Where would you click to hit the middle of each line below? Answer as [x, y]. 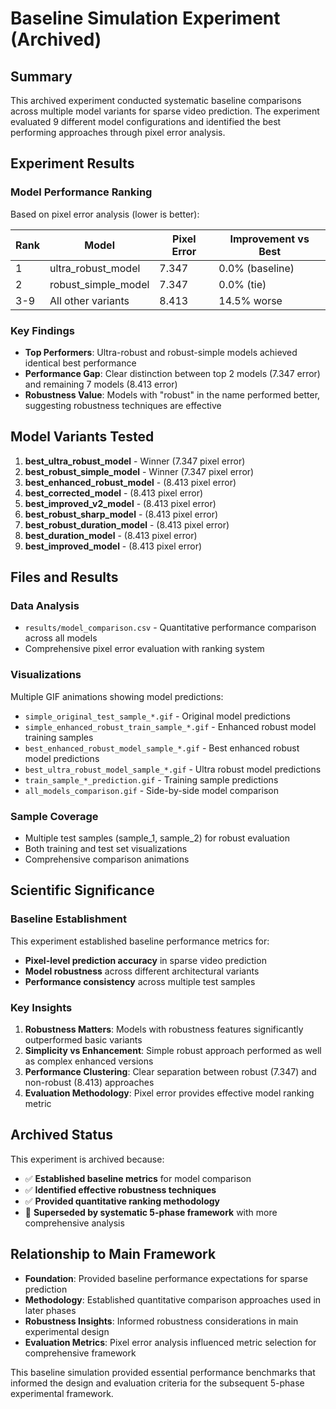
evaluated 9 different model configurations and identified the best [146, 121]
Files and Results [64, 577]
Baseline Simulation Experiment [145, 18]
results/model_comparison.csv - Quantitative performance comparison [170, 628]
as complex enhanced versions [89, 1061]
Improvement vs [269, 239]
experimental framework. [62, 1393]
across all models [61, 638]
